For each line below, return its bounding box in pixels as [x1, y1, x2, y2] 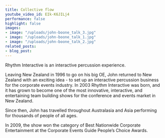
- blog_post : [5, 48, 32, 53]
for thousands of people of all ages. [5, 112, 78, 118]
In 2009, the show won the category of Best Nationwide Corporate [5, 122, 141, 128]
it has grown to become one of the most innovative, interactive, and [5, 87, 143, 93]
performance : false [5, 16, 45, 21]
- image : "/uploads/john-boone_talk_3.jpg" [5, 30, 96, 35]
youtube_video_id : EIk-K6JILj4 [5, 12, 70, 17]
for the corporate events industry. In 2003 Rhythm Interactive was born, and [5, 82, 161, 88]
